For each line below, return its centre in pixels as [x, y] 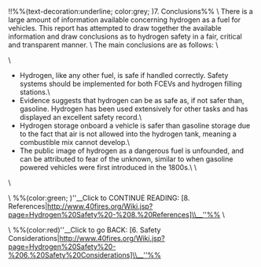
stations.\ [35, 92]
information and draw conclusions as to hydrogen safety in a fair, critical [125, 36]
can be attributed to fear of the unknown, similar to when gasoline [126, 159]
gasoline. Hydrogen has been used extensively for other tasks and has [134, 109]
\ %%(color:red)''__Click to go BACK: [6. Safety [85, 230]
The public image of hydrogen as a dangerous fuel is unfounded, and [132, 150]
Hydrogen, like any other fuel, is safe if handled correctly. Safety [124, 75]
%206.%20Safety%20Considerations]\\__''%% [85, 255]
